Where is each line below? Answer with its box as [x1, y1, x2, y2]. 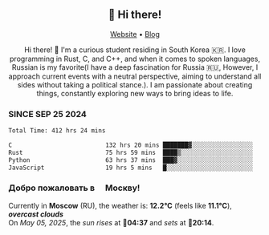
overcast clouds [8, 209, 64, 219]
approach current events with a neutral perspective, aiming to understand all [8, 71, 262, 81]
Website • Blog [109, 29, 161, 38]
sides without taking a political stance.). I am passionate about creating [17, 79, 253, 89]
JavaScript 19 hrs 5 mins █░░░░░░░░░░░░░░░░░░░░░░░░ [8, 164, 253, 172]
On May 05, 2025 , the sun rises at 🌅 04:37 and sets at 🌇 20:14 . [8, 217, 214, 227]
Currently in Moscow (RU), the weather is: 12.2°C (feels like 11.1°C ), [8, 201, 233, 210]
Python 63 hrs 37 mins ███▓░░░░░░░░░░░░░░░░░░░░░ [8, 156, 253, 164]
